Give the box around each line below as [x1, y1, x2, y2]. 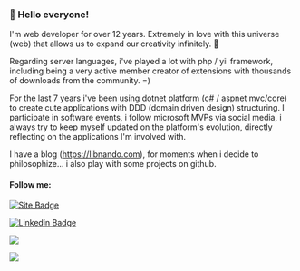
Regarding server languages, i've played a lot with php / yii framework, [9, 56, 274, 67]
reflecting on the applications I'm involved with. [9, 131, 187, 142]
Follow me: [9, 179, 52, 189]
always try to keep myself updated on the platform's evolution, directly [9, 121, 274, 132]
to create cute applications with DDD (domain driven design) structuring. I [9, 102, 285, 113]
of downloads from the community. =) [9, 75, 151, 86]
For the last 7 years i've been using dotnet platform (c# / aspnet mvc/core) [9, 92, 288, 103]
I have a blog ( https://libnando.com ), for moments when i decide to [9, 149, 259, 160]
